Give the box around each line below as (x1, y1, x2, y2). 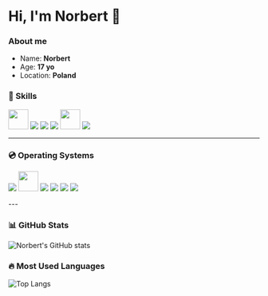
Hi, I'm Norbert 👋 (8, 7, 121, 26)
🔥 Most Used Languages (8, 261, 105, 272)
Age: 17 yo (19, 62, 55, 72)
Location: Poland (19, 71, 77, 81)
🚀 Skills (8, 91, 37, 102)
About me (8, 36, 48, 47)
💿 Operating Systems (8, 149, 94, 160)
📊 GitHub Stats (8, 219, 69, 231)
